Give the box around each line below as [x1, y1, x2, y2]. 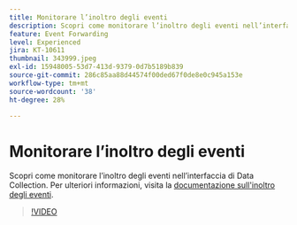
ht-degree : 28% [9, 95, 65, 105]
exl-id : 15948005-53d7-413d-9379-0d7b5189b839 [9, 63, 184, 72]
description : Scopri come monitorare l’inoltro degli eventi [9, 21, 240, 30]
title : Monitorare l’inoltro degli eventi [9, 12, 168, 22]
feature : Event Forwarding [9, 29, 109, 38]
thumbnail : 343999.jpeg [9, 54, 97, 63]
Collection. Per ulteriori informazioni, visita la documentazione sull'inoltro [9, 180, 276, 190]
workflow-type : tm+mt [9, 79, 89, 88]
